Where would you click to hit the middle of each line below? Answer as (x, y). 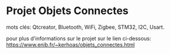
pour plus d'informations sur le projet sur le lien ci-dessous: (79, 38)
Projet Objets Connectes (67, 11)
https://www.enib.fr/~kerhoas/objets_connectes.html (71, 45)
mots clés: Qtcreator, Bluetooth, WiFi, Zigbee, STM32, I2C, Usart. (85, 27)
